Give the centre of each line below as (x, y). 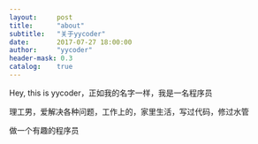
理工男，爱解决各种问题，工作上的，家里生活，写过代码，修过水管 (129, 111)
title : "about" (47, 26)
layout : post (41, 17)
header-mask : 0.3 (41, 58)
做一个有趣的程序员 (44, 130)
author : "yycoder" (51, 50)
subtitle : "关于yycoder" (57, 34)
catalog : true (41, 67)
